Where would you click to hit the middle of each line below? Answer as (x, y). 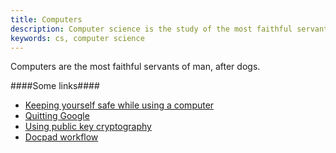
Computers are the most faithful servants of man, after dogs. (135, 67)
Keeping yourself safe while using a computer (119, 105)
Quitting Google (57, 116)
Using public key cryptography (88, 127)
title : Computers (46, 19)
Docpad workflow (61, 137)
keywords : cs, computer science (77, 38)
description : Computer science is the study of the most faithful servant (169, 29)
